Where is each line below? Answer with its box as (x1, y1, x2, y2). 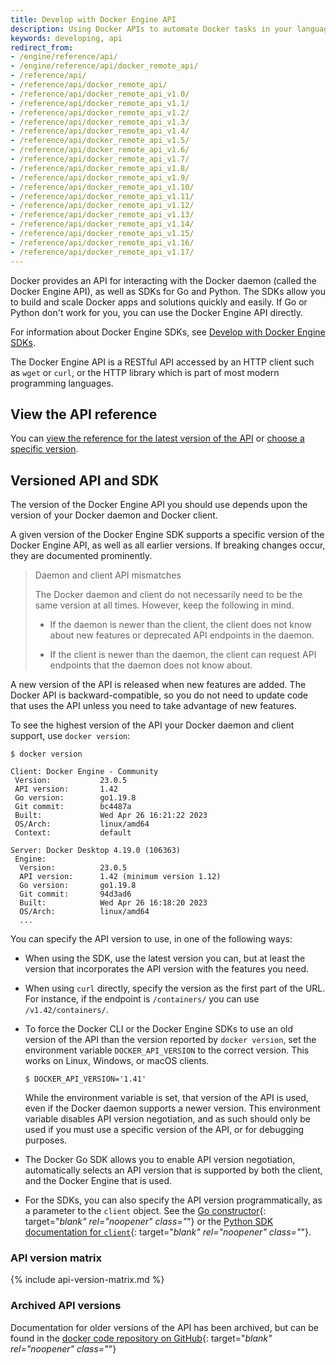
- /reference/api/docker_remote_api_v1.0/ (10, 89, 190, 99)
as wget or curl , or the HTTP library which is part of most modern (10, 366, 280, 378)
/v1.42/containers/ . (24, 1004, 109, 1016)
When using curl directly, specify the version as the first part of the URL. (24, 982, 326, 995)
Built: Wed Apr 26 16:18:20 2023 (19, 898, 208, 908)
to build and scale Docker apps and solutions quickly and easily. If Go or (10, 296, 308, 308)
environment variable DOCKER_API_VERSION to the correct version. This (24, 1044, 310, 1056)
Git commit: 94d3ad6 (19, 889, 132, 900)
